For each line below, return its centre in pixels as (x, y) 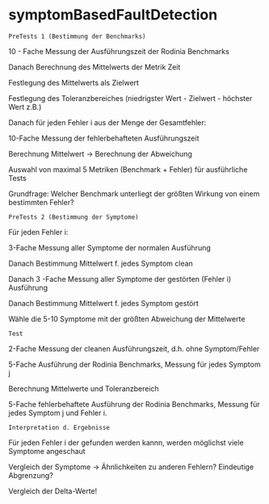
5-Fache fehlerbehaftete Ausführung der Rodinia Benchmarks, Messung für (134, 404)
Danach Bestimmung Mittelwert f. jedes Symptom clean (101, 263)
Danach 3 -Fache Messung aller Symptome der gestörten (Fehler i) (120, 279)
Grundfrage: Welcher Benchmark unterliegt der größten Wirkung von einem (134, 193)
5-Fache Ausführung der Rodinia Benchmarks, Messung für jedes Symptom (134, 364)
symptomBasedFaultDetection (113, 15)
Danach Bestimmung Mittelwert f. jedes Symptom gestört (104, 303)
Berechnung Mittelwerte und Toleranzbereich (84, 388)
